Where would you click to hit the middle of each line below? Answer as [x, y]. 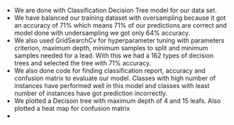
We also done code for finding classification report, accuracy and [110, 71]
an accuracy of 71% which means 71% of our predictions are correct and [120, 25]
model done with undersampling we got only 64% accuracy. [102, 33]
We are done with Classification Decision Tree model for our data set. [116, 10]
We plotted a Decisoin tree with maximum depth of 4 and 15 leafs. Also [117, 101]
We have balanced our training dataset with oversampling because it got [120, 18]
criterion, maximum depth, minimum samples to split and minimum [111, 48]
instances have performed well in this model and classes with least [112, 86]
